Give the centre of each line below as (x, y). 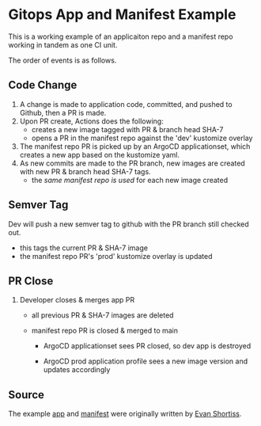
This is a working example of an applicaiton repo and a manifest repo (121, 36)
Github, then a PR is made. (63, 112)
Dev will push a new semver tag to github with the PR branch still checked (129, 224)
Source (26, 395)
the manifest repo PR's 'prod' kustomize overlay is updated (116, 256)
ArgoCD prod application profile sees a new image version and (146, 361)
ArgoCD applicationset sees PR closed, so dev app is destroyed (147, 346)
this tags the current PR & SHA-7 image (84, 248)
